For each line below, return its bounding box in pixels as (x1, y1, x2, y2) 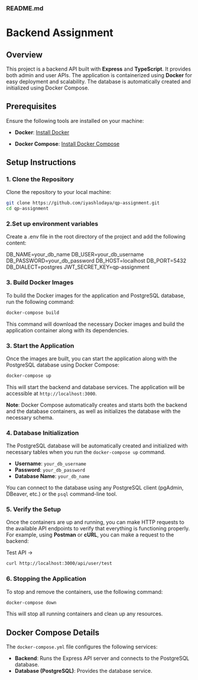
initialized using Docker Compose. (6, 84, 90, 91)
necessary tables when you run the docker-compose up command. (6, 449, 165, 456)
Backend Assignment (6, 26, 113, 40)
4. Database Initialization (6, 428, 79, 437)
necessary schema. (6, 414, 54, 421)
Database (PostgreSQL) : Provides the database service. (14, 668, 152, 675)
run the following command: (6, 298, 75, 305)
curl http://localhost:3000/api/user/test (6, 561, 112, 567)
